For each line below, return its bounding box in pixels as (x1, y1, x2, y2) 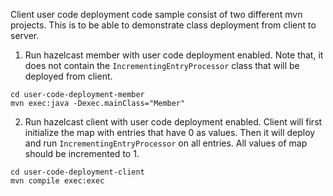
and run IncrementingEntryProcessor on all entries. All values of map (24, 137, 308, 149)
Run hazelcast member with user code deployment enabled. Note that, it (24, 49, 324, 61)
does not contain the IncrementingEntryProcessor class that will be (24, 60, 300, 71)
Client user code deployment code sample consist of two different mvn (10, 9, 303, 20)
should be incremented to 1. (24, 148, 140, 159)
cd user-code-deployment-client (10, 167, 145, 177)
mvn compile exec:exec (10, 176, 105, 186)
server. (10, 30, 40, 41)
